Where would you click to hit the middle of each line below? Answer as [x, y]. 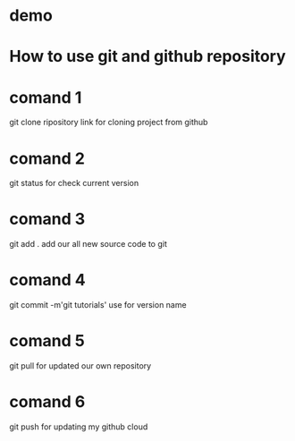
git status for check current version [74, 183]
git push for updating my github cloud [79, 427]
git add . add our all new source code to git [88, 244]
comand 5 [47, 341]
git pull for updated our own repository [80, 366]
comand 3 [47, 219]
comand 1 [46, 97]
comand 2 [47, 158]
